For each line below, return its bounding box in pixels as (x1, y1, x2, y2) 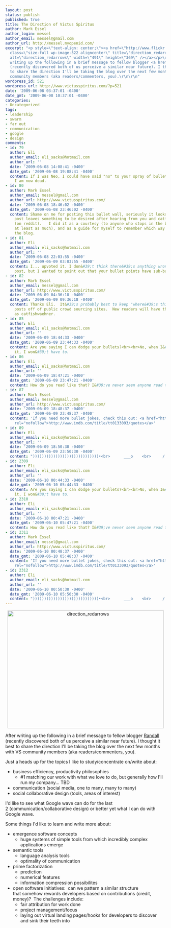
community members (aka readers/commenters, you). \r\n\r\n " (10, 74, 140, 79)
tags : (5, 107, 17, 112)
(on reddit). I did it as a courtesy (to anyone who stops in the (14, 221, 163, 226)
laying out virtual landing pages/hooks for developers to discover (20, 912, 157, 918)
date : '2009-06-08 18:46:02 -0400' (10, 202, 85, 207)
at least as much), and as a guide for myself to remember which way (14, 226, 165, 231)
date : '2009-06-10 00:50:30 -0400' (10, 587, 85, 592)
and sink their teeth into (20, 918, 70, 924)
